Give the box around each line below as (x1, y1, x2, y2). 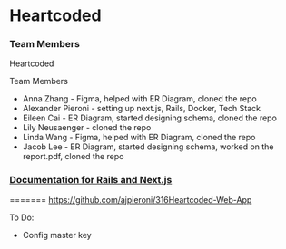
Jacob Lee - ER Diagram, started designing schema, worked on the (22, 141, 274, 152)
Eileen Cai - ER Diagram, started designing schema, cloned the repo (22, 112, 277, 123)
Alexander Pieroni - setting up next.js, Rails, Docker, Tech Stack (22, 103, 261, 114)
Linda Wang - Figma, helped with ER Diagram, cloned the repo (22, 132, 256, 143)
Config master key (22, 229, 93, 240)
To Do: (9, 212, 35, 223)
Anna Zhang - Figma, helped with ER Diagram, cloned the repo (22, 93, 257, 104)
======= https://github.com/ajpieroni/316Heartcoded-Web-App (9, 194, 252, 205)
